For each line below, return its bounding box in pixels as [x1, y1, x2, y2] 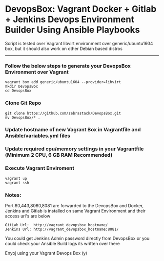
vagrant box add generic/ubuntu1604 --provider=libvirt [5, 80, 121, 85]
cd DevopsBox [5, 88, 32, 94]
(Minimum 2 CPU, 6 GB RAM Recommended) [5, 152, 113, 159]
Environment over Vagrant [5, 69, 69, 75]
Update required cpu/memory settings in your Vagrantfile [5, 145, 144, 152]
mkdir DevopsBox [5, 84, 38, 89]
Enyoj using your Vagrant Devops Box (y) [5, 250, 88, 256]
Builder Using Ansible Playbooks [5, 24, 140, 35]
